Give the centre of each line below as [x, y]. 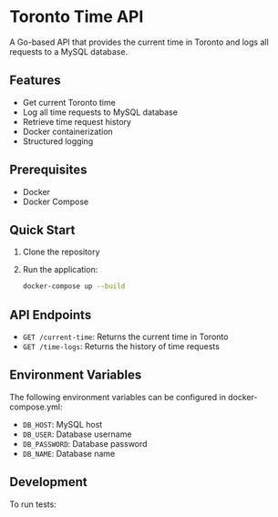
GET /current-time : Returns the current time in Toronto [125, 337]
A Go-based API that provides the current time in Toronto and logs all [139, 42]
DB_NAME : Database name [69, 453]
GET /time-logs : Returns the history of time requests [121, 346]
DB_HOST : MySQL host [62, 424]
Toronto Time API [77, 17]
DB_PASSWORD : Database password [85, 443]
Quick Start [42, 230]
